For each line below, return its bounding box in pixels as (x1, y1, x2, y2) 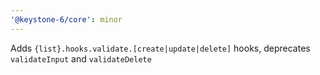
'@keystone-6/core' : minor (10, 14, 123, 25)
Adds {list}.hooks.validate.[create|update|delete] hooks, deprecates (10, 42, 311, 54)
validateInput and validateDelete (10, 52, 152, 65)
